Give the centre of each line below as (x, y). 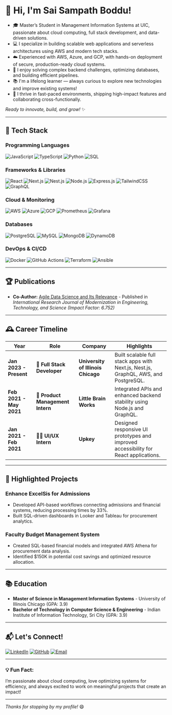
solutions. (38, 38)
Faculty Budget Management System (52, 534)
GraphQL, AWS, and (138, 374)
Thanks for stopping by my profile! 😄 (45, 707)
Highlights (139, 346)
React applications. (137, 455)
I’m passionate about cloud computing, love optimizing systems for (76, 681)
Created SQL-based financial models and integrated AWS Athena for (85, 546)
